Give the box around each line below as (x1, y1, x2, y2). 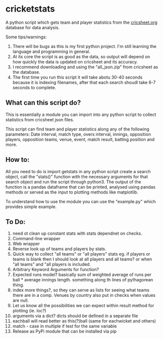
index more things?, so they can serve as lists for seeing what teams (12, 287, 149, 293)
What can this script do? (5, 98, 81, 107)
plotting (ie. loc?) (12, 308, 47, 314)
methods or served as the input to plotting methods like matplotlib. (5, 189, 139, 195)
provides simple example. (5, 204, 57, 210)
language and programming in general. (12, 48, 91, 54)
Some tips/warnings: (5, 34, 47, 40)
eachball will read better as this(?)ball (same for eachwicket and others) (12, 318, 156, 324)
